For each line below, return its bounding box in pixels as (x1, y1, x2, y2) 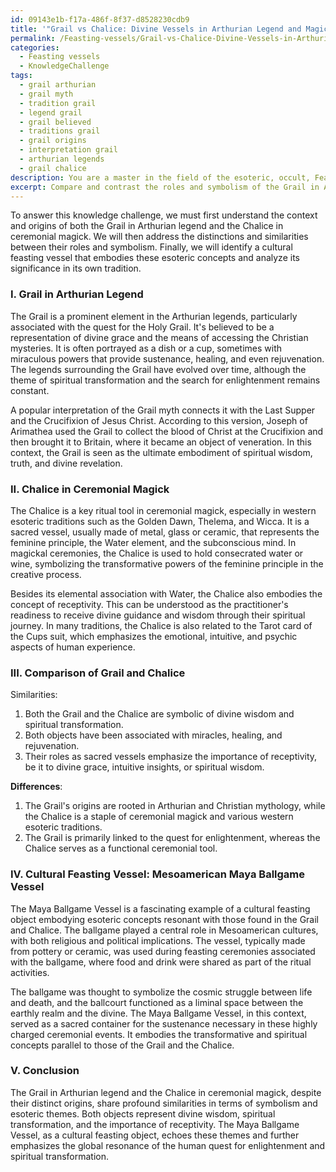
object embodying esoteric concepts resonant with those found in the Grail (10, 913, 320, 925)
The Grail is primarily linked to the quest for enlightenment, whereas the (24, 832, 321, 844)
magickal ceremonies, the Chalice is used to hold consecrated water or (10, 547, 304, 559)
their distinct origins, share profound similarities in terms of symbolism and (10, 1097, 318, 1109)
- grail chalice (19, 163, 87, 173)
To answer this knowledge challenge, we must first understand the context (10, 209, 318, 221)
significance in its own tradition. (10, 262, 142, 275)
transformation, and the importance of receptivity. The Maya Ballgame (10, 1118, 300, 1130)
